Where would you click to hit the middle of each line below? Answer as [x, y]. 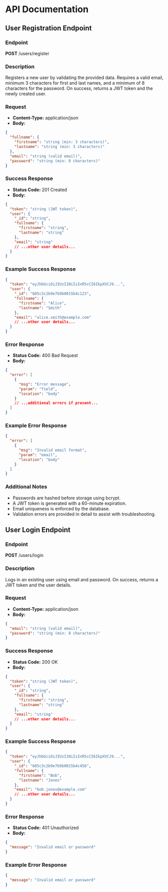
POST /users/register [27, 53]
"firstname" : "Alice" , [42, 303]
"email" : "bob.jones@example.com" [50, 790]
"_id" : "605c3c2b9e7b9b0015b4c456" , [53, 766]
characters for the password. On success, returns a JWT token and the [79, 88]
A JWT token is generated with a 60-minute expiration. [70, 503]
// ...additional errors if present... [56, 403]
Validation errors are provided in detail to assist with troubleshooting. [84, 514]
